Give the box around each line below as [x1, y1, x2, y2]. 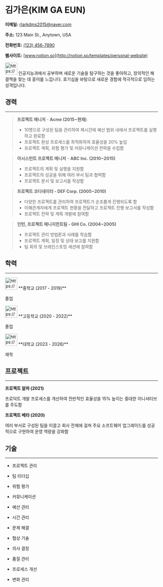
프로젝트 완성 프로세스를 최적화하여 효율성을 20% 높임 [24, 139, 127, 145]
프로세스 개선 [12, 566, 37, 572]
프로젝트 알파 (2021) [5, 385, 44, 391]
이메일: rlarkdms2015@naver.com [5, 21, 72, 27]
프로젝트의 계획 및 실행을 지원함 [24, 166, 84, 171]
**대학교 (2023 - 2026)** [18, 341, 69, 347]
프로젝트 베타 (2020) [5, 412, 45, 418]
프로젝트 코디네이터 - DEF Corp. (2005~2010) [16, 188, 107, 194]
